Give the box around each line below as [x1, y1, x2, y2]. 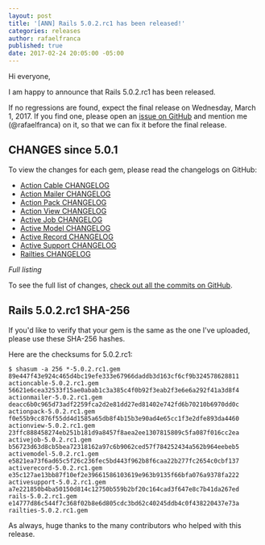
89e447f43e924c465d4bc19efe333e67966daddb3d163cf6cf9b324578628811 [8, 372, 240, 380]
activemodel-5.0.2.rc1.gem [8, 450, 99, 458]
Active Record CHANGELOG [19, 232, 114, 241]
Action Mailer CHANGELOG [19, 189, 111, 199]
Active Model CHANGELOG [19, 223, 111, 233]
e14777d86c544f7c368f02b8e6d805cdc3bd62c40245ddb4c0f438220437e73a [8, 499, 240, 507]
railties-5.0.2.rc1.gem [8, 506, 89, 514]
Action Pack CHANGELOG [19, 197, 107, 207]
